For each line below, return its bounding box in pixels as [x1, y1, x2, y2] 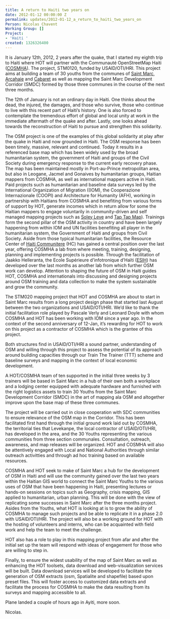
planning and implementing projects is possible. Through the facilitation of [5, 251, 160, 257]
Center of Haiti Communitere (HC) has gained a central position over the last [5, 241, 164, 247]
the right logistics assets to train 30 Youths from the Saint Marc [5, 389, 137, 395]
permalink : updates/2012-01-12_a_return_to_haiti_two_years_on [5, 17, 142, 22]
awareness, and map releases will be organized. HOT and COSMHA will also [5, 441, 164, 447]
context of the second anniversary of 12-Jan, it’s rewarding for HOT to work [5, 320, 163, 327]
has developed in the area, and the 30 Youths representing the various [5, 431, 152, 437]
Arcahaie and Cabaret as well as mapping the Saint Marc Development [5, 75, 153, 82]
